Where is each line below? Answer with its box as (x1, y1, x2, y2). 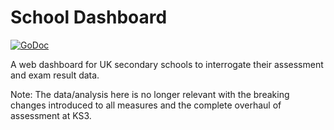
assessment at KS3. (10, 109, 92, 121)
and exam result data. (10, 69, 100, 81)
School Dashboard (10, 6, 168, 29)
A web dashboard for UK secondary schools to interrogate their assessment (10, 58, 324, 70)
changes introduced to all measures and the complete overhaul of (10, 99, 282, 111)
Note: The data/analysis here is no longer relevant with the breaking (10, 88, 290, 100)
